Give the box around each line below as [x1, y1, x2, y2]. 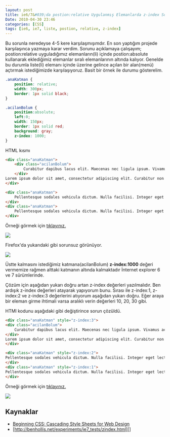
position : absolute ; [14, 110, 56, 115]
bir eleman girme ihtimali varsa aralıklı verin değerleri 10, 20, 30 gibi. [5, 298, 148, 304]
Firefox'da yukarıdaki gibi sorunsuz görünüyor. [5, 242, 102, 248]
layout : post [5, 7, 33, 13]
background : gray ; [14, 128, 53, 133]
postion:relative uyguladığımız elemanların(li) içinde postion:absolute [5, 51, 148, 57]
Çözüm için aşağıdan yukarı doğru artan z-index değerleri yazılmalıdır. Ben [5, 282, 161, 288]
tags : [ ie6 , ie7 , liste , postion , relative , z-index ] [5, 26, 121, 31]
